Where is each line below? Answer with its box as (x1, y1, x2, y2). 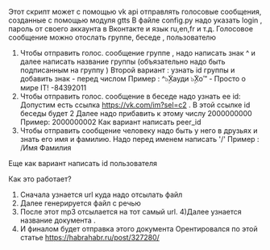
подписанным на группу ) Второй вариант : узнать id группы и (19, 65, 235, 75)
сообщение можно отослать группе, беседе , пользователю (8, 32, 216, 42)
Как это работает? (8, 174, 72, 184)
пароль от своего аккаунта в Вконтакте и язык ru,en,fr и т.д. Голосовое (8, 24, 254, 33)
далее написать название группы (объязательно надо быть (19, 56, 226, 66)
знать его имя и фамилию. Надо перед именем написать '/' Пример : (19, 135, 260, 144)
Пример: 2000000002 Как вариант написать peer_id (19, 117, 201, 127)
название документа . (19, 215, 96, 225)
